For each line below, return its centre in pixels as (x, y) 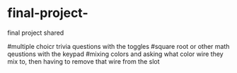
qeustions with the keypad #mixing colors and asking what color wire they (116, 54)
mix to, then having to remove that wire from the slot (84, 61)
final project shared (36, 33)
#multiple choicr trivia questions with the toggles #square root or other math (118, 46)
